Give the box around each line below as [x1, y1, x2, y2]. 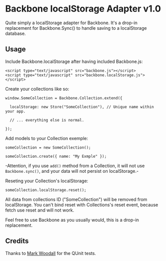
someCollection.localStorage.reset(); [5, 187, 87, 192]
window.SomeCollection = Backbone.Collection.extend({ [5, 95, 123, 101]
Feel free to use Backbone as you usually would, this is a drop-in [5, 217, 139, 223]
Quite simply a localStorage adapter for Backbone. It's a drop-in [5, 20, 138, 26]
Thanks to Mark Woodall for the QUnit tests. [5, 250, 97, 256]
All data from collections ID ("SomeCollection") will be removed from [5, 196, 147, 202]
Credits [5, 237, 29, 245]
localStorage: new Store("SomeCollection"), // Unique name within [10, 104, 154, 109]
